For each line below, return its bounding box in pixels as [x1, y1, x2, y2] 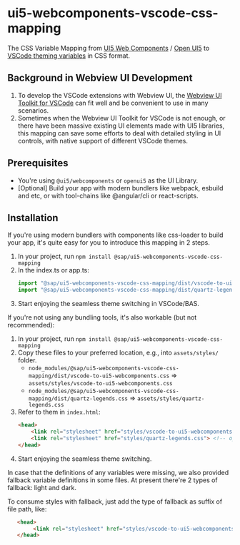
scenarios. [17, 106, 49, 115]
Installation [7, 212, 59, 224]
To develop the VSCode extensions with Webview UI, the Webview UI [17, 91, 223, 99]
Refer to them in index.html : [17, 408, 101, 417]
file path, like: [7, 504, 47, 513]
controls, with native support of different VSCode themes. [17, 136, 188, 145]
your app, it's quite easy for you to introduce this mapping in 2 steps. [7, 238, 211, 247]
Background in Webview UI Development [7, 72, 193, 84]
